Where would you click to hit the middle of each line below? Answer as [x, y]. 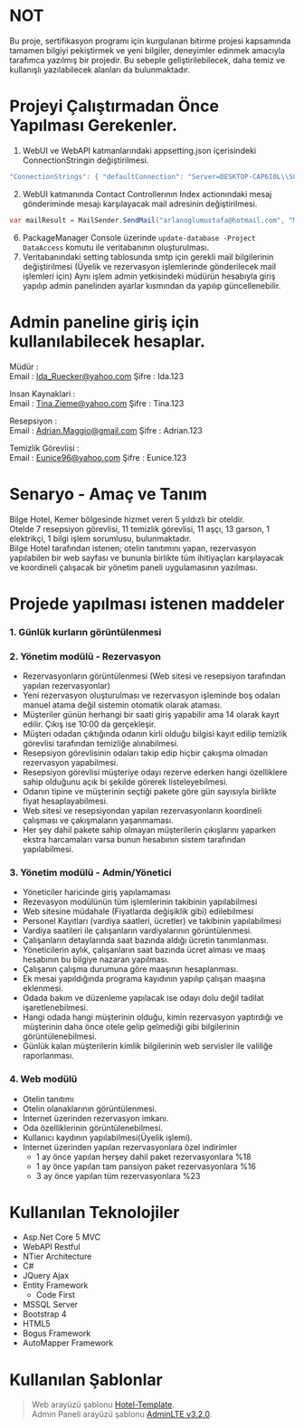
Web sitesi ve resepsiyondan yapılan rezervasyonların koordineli [142, 810]
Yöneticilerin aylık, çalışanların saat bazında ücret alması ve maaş [144, 950]
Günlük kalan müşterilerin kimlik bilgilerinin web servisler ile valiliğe [147, 1046]
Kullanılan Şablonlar [86, 1380]
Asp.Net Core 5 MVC [62, 1237]
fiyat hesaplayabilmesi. [65, 801]
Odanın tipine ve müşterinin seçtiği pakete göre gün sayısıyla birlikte [150, 791]
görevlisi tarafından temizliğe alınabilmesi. [100, 743]
